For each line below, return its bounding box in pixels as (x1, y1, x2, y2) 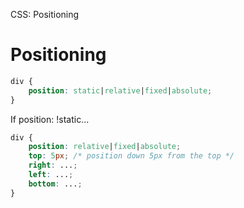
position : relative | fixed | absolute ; (28, 142, 182, 152)
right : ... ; (28, 160, 78, 171)
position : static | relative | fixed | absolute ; (28, 85, 213, 96)
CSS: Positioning (10, 9, 80, 20)
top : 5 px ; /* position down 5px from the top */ (28, 151, 235, 161)
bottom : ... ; (28, 179, 83, 189)
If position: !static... (10, 113, 90, 125)
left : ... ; (28, 170, 74, 180)
